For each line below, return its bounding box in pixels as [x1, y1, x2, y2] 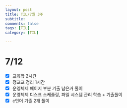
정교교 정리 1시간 [12, 79, 45, 85]
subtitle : [5, 16, 26, 21]
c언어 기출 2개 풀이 [12, 98, 50, 104]
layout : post [5, 7, 32, 12]
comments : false [5, 21, 39, 26]
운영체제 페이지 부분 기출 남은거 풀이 [12, 85, 83, 92]
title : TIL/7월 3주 [5, 12, 44, 17]
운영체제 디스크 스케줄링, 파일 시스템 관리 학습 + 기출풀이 [12, 92, 123, 98]
